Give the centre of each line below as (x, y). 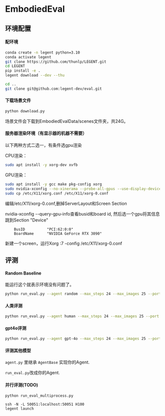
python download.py (25, 111)
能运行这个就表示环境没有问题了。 (40, 285)
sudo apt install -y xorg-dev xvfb (41, 165)
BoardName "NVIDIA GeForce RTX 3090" (58, 234)
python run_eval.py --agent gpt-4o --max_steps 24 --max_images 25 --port (83, 339)
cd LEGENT (15, 66)
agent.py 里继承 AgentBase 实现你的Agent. (47, 362)
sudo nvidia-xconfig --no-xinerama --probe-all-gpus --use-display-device (83, 189)
